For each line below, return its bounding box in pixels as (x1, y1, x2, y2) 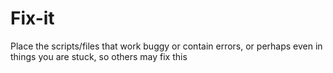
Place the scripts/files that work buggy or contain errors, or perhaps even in (10, 40, 323, 52)
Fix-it (10, 7, 55, 30)
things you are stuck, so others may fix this (10, 50, 188, 62)
